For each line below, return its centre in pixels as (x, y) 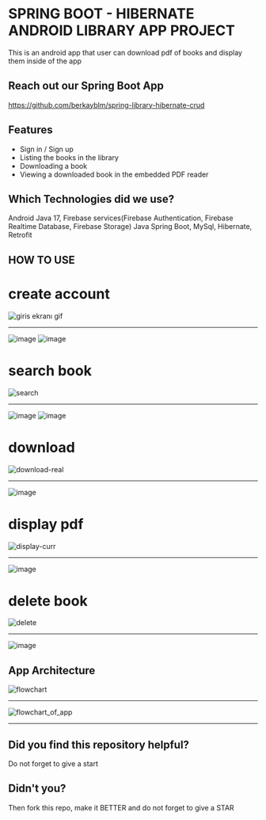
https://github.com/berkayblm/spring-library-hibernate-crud (106, 105)
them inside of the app (45, 61)
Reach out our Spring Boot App (86, 86)
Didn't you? (37, 789)
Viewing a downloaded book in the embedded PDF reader (114, 174)
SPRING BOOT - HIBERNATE (101, 14)
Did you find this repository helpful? (99, 744)
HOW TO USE (42, 259)
